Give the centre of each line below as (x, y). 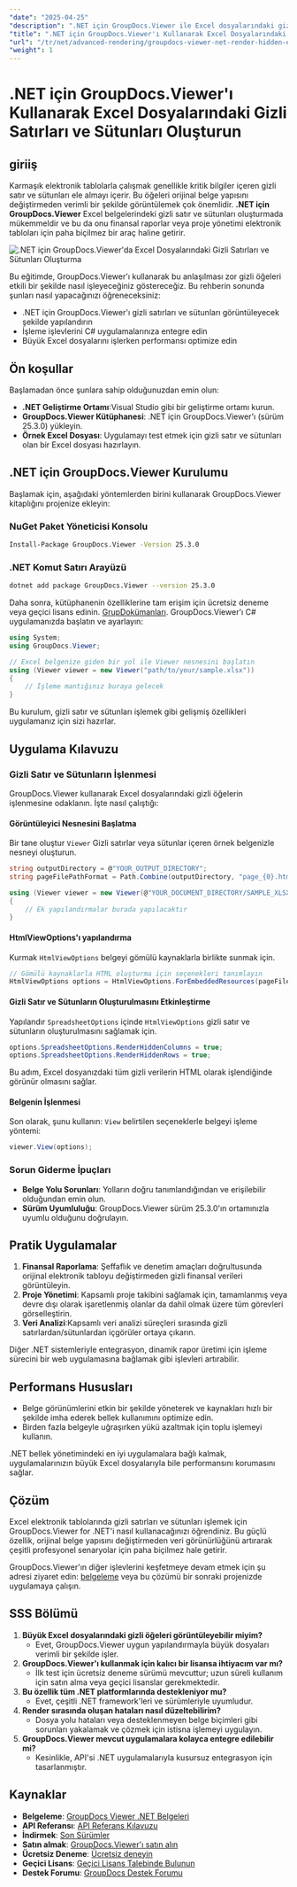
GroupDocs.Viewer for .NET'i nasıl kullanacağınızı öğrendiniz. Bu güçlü (138, 1531)
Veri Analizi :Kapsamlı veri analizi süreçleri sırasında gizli (125, 1323)
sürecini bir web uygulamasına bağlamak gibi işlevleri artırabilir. (124, 1359)
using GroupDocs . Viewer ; (55, 646)
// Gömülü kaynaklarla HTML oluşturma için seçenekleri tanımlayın (136, 974)
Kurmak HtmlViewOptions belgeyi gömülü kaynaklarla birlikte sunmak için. (142, 957)
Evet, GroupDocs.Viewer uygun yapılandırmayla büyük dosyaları (152, 1644)
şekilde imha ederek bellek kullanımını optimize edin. (118, 1417)
